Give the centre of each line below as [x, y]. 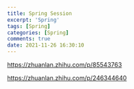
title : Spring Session [40, 13]
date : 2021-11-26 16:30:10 [46, 45]
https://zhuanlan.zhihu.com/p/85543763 [65, 65]
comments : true [29, 39]
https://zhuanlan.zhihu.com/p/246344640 [67, 78]
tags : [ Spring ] [29, 26]
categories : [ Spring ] [38, 33]
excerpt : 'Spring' [33, 20]
